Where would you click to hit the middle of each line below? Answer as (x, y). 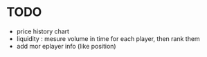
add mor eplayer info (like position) (66, 46)
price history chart (43, 31)
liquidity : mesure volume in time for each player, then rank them (108, 38)
